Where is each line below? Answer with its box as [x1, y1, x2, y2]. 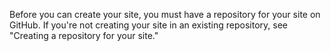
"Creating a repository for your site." [9, 30, 159, 41]
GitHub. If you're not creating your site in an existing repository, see [9, 19, 288, 31]
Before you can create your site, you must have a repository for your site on [9, 9, 321, 20]
